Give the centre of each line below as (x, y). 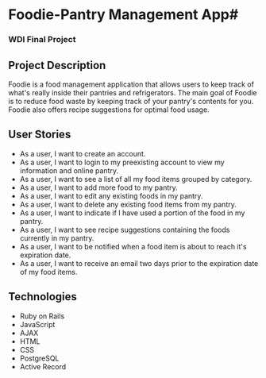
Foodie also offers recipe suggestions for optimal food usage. (109, 110)
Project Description (57, 65)
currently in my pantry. (57, 238)
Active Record (43, 366)
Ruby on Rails (42, 316)
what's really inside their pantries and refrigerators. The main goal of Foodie (133, 92)
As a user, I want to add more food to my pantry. (99, 187)
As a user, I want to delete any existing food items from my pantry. (128, 204)
